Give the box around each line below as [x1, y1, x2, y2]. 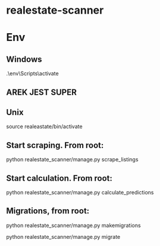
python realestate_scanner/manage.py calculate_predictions [6, 189, 154, 196]
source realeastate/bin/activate [6, 123, 83, 130]
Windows [6, 54, 42, 64]
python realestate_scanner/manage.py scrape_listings [6, 156, 139, 163]
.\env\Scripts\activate [6, 70, 59, 77]
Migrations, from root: [6, 206, 90, 216]
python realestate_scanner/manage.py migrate [6, 233, 121, 240]
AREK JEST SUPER [6, 87, 77, 97]
